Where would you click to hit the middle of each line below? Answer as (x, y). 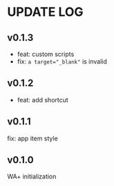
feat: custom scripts (46, 54)
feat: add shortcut (43, 100)
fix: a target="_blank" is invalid (62, 62)
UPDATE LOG (46, 12)
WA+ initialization (32, 176)
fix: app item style (33, 138)
